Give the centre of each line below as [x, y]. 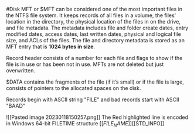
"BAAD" [16, 106]
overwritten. [21, 70]
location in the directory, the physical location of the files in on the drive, [93, 21]
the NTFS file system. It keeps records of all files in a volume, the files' [91, 15]
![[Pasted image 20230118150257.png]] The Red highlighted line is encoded [97, 117]
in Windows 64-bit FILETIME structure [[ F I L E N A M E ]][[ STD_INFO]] [85, 124]
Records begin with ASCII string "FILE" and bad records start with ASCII [93, 99]
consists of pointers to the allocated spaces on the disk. [74, 88]
